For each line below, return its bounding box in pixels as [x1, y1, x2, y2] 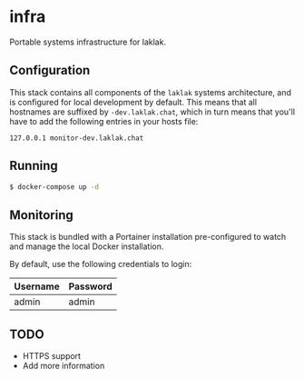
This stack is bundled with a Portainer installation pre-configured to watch [9, 232, 287, 243]
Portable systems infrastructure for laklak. [9, 36, 166, 47]
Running [9, 158, 59, 174]
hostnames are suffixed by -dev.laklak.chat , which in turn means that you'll [9, 106, 296, 117]
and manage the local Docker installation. [9, 241, 164, 252]
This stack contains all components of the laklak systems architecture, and [9, 86, 292, 97]
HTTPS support [22, 351, 82, 362]
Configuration [9, 63, 91, 78]
